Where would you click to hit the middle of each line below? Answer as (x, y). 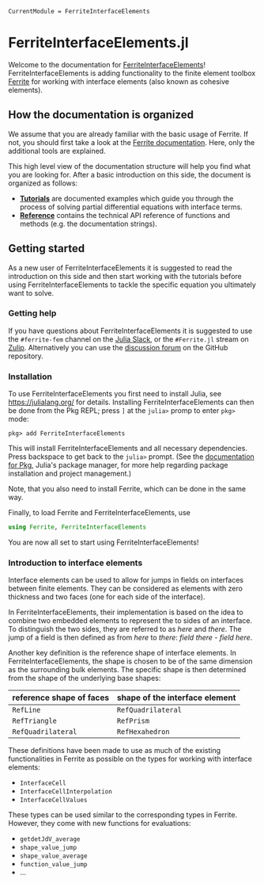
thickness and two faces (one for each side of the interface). (107, 597)
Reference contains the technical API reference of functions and (125, 215)
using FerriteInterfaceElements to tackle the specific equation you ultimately (132, 285)
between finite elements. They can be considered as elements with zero (126, 589)
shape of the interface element (176, 698)
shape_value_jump (48, 848)
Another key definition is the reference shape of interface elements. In (123, 653)
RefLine (26, 710)
